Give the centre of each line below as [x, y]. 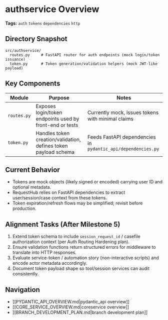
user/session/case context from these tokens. [60, 198]
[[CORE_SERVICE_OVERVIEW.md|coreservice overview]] [70, 307]
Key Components [33, 84]
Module [19, 97]
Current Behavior [32, 170]
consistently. [25, 274]
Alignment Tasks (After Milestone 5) [63, 224]
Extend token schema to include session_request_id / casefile [76, 237]
